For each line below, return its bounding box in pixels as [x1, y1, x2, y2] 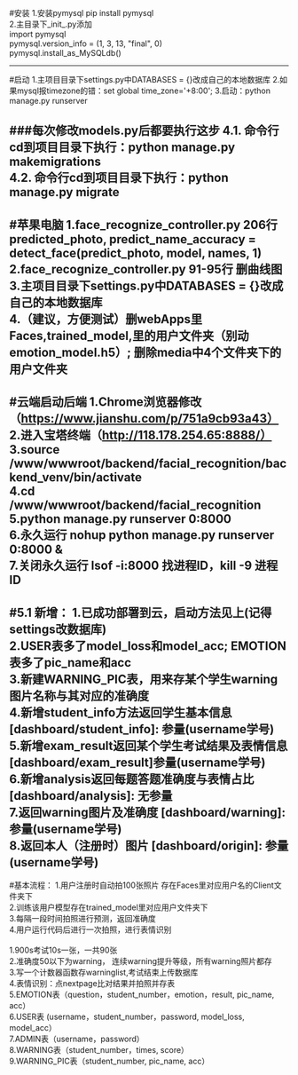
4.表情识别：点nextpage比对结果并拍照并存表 [9, 977, 176, 988]
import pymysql [9, 29, 67, 39]
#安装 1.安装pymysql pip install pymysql [9, 8, 154, 18]
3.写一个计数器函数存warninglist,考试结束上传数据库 [9, 967, 199, 977]
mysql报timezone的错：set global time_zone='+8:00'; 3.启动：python [16, 85, 271, 96]
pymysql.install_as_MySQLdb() [9, 48, 122, 58]
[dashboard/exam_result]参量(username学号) [9, 755, 266, 770]
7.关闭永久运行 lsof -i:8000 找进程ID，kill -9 [9, 558, 253, 573]
